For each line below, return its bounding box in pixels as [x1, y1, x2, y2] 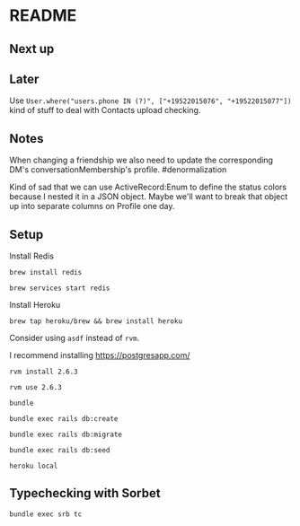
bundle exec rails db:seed [9, 446, 110, 455]
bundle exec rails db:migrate [9, 430, 123, 440]
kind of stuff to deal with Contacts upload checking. [9, 105, 201, 116]
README [9, 5, 77, 26]
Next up [9, 41, 55, 57]
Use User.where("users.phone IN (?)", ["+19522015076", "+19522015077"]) [9, 95, 292, 106]
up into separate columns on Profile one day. [9, 201, 175, 212]
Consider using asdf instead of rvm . [9, 333, 140, 344]
